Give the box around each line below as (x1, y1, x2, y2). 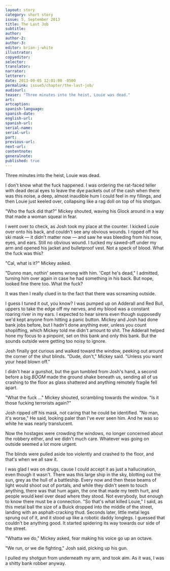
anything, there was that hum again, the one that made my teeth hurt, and (5, 487, 159, 493)
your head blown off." (5, 359, 51, 365)
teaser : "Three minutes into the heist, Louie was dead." (5, 92, 130, 97)
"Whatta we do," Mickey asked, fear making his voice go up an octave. (5, 535, 153, 541)
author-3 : (5, 41, 26, 46)
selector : (5, 59, 26, 64)
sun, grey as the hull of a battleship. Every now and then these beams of (5, 477, 157, 483)
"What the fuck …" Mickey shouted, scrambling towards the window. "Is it (5, 394, 159, 401)
